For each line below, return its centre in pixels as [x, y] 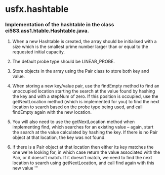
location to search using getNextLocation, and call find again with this [83, 163]
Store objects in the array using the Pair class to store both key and [81, 71]
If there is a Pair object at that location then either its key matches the [83, 147]
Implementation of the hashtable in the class [60, 25]
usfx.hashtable [37, 9]
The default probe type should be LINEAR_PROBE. [63, 62]
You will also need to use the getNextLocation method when [73, 122]
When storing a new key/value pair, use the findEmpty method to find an [86, 86]
